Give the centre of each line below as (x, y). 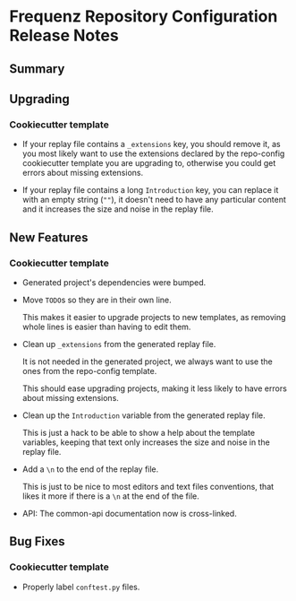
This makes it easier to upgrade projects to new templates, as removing (154, 317)
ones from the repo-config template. (89, 370)
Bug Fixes (37, 541)
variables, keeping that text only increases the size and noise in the (146, 442)
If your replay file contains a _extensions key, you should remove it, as (151, 144)
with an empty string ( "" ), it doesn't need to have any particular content (154, 200)
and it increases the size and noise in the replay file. (118, 209)
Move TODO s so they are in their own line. (97, 300)
